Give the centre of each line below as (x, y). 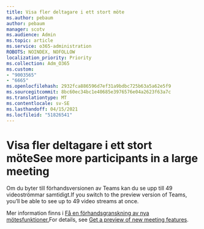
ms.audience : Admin (31, 35)
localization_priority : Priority (49, 58)
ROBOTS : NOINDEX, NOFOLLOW (41, 52)
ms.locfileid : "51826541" (39, 115)
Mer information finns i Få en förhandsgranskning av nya (78, 213)
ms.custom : (20, 69)
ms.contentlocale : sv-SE (38, 103)
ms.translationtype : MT (37, 98)
